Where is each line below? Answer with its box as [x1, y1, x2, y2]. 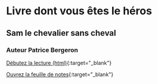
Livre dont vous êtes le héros [6, 4, 152, 18]
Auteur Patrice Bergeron [6, 46, 79, 54]
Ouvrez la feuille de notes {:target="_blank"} [6, 70, 114, 78]
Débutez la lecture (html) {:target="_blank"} [6, 59, 112, 66]
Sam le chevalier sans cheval [6, 28, 116, 38]
